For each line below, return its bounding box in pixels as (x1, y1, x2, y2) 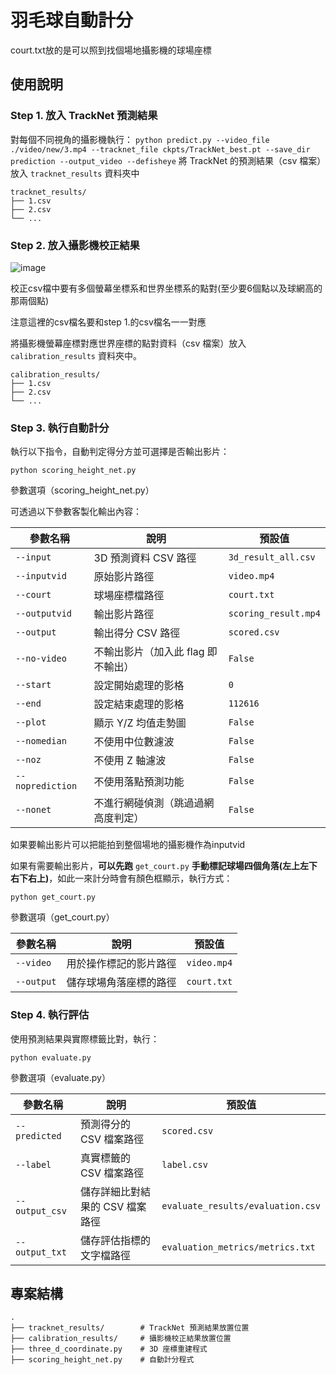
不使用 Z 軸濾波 (93, 754, 167, 768)
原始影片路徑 (93, 570, 155, 584)
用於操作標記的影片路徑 (66, 957, 177, 971)
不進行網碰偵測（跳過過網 (93, 796, 215, 810)
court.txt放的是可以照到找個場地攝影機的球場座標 (10, 44, 212, 56)
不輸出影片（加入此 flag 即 (93, 645, 218, 659)
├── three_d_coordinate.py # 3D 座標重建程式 (10, 1344, 208, 1355)
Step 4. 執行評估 (10, 1008, 90, 1022)
